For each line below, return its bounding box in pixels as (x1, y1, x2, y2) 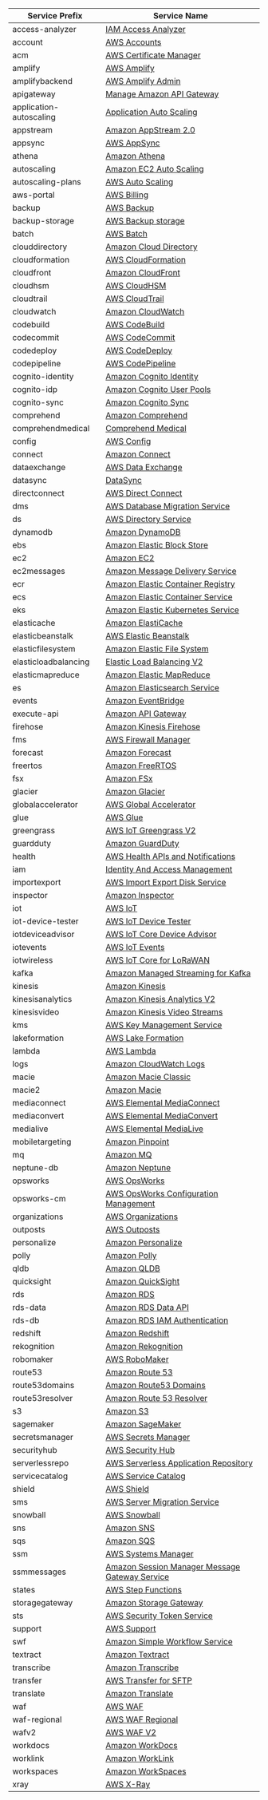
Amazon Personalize (105, 1237, 183, 1248)
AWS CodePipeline (105, 358, 176, 369)
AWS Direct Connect (105, 488, 183, 498)
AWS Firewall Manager (105, 734, 191, 745)
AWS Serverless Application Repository (105, 1458, 254, 1468)
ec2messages (12, 566, 65, 576)
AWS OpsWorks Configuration (105, 1189, 219, 1199)
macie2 (12, 1085, 41, 1095)
